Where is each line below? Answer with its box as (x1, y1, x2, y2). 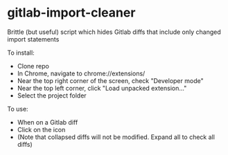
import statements (7, 35, 60, 43)
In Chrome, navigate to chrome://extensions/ (17, 69, 146, 77)
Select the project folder (17, 91, 87, 100)
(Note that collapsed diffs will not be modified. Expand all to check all (17, 133, 215, 141)
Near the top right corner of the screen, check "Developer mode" (17, 76, 204, 84)
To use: (7, 104, 29, 113)
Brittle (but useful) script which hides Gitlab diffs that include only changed (7, 28, 222, 36)
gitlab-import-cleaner (7, 5, 136, 21)
